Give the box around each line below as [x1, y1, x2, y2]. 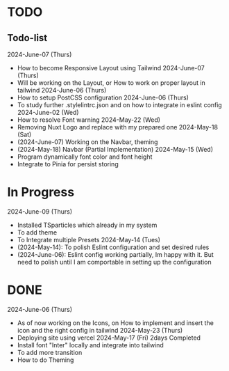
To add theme [17, 228, 58, 237]
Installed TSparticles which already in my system [17, 221, 158, 229]
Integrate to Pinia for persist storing [17, 160, 119, 168]
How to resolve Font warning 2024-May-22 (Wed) [17, 116, 161, 124]
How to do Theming [17, 356, 74, 364]
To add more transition [17, 348, 83, 356]
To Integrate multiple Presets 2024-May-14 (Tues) [17, 235, 161, 244]
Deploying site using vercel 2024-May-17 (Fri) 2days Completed [17, 333, 201, 342]
